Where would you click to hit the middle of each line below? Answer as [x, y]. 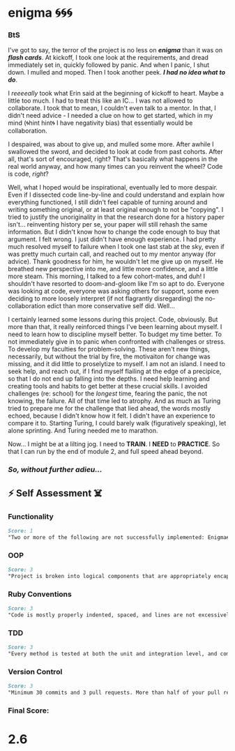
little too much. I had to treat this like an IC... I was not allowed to [100, 101]
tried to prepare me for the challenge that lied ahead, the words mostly [109, 409]
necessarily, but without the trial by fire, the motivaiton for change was [109, 356]
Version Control [35, 672]
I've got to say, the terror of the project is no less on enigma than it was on [115, 50]
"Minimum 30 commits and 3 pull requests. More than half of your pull [114, 693]
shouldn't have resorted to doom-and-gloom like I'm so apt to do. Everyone [116, 284]
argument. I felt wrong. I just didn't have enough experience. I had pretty [112, 239]
